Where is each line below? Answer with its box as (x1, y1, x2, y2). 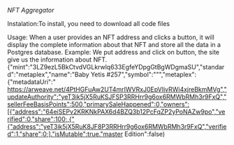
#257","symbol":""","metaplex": (106, 70, 197, 78)
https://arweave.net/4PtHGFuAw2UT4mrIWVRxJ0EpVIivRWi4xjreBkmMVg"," (7, 85, 227, 93)
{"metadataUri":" (7, 78, 56, 86)
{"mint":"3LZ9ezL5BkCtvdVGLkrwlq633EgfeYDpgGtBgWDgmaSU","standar (7, 63, 225, 71)
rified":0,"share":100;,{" (7, 115, 75, 123)
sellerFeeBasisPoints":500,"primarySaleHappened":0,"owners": (7, 100, 190, 108)
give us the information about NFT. (7, 55, 108, 64)
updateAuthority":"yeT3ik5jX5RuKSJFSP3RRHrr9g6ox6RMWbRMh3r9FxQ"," (7, 92, 227, 101)
